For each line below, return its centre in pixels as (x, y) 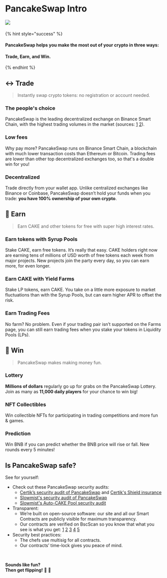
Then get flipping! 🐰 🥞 (28, 570)
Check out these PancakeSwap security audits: (61, 487)
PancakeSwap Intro (46, 9)
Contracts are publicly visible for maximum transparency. (78, 519)
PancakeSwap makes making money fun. (59, 362)
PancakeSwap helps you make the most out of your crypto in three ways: (82, 45)
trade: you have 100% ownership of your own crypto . (61, 199)
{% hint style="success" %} (34, 33)
